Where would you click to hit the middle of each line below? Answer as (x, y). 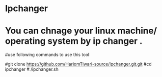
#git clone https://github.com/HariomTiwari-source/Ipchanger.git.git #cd (78, 64)
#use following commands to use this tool (47, 55)
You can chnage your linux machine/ (81, 31)
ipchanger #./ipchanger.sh (32, 69)
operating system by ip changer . (74, 41)
